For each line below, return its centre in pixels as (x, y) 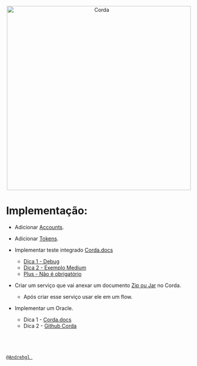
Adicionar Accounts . (39, 227)
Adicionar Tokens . (36, 238)
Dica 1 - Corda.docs (47, 319)
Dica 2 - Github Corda (50, 326)
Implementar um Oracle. (44, 308)
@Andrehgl (18, 357)
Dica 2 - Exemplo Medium (55, 268)
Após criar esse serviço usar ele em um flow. (78, 296)
